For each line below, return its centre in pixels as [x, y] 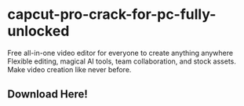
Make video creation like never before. [69, 69]
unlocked [38, 31]
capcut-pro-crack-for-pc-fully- [112, 15]
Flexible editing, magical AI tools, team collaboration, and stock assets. [122, 61]
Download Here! [47, 95]
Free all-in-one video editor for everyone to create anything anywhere [120, 53]
